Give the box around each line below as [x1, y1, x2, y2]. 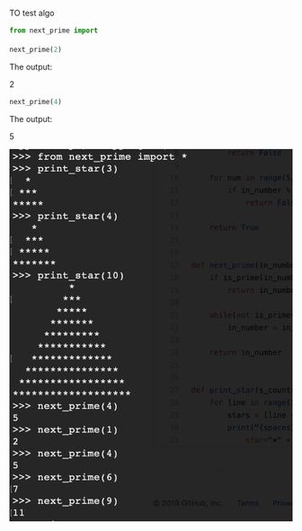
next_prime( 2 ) [9, 45, 63, 54]
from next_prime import [9, 26, 99, 35]
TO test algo [9, 8, 56, 18]
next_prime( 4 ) [9, 97, 63, 106]
